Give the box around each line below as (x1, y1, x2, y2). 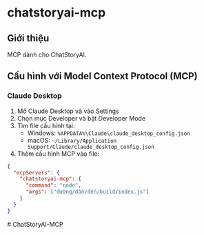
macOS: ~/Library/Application (27, 136, 117, 144)
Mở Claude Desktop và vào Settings (17, 107, 119, 115)
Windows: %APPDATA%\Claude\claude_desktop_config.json (27, 129, 191, 137)
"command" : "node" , (25, 182, 81, 189)
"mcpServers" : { (13, 169, 60, 176)
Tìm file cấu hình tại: (17, 121, 75, 130)
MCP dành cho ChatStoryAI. (7, 50, 87, 59)
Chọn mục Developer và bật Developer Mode (17, 114, 146, 122)
